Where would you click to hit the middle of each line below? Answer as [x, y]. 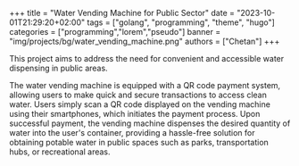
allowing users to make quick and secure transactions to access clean [138, 95]
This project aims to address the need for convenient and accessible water [147, 58]
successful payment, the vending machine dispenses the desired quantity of [150, 123]
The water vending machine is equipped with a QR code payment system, [145, 85]
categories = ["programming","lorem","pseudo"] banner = [115, 32]
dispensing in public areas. [59, 68]
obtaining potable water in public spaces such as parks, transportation [139, 142]
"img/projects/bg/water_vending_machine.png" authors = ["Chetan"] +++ [145, 41]
